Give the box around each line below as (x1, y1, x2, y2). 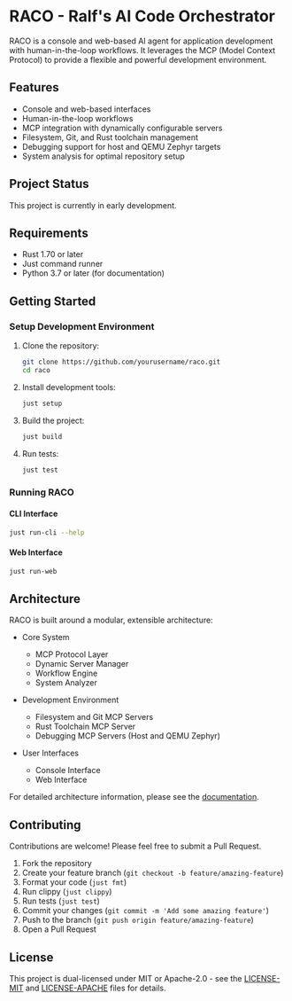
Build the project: (21, 415, 85, 426)
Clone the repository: (21, 340, 100, 351)
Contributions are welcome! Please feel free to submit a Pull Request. (9, 841, 262, 852)
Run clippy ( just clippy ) (21, 887, 112, 897)
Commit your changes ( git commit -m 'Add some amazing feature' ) (21, 905, 270, 916)
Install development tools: (21, 381, 117, 392)
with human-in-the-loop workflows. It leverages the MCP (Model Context (9, 44, 276, 55)
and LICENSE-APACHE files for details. (25, 982, 166, 993)
